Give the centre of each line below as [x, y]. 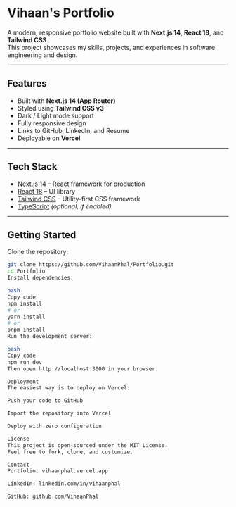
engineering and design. [42, 55]
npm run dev [25, 362]
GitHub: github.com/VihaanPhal [53, 497]
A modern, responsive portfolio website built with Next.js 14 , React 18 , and [116, 32]
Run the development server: [50, 337]
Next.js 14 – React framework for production [81, 184]
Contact [19, 465]
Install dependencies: [40, 278]
